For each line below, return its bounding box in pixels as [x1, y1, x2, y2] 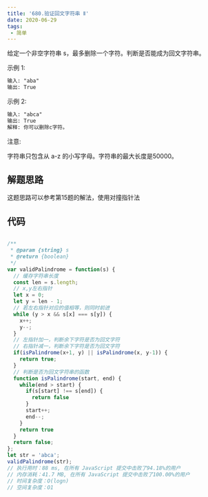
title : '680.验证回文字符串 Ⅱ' [7, 10, 90, 17]
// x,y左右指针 [13, 285, 53, 292]
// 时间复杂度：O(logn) [7, 477, 69, 485]
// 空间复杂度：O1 [7, 484, 54, 491]
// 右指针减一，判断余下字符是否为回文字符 [13, 343, 121, 350]
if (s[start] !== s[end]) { [25, 387, 103, 395]
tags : [7, 23, 23, 30]
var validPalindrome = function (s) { [7, 266, 116, 273]
